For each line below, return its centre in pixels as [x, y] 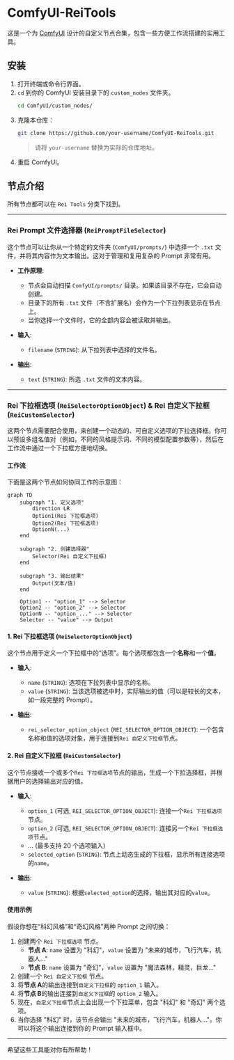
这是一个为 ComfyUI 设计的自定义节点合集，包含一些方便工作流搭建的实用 [113, 33]
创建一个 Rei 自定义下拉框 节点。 [62, 976]
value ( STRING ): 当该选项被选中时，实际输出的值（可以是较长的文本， [126, 691]
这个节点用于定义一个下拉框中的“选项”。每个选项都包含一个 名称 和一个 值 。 [114, 653]
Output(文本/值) [54, 584]
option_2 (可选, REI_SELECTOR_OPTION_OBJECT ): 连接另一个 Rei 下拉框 [123, 828]
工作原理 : [30, 270]
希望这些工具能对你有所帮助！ [50, 1050]
